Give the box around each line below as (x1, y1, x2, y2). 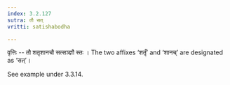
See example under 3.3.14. (7, 70, 83, 79)
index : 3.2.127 (7, 10, 52, 17)
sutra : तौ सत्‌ (7, 17, 43, 24)
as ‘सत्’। (7, 56, 32, 65)
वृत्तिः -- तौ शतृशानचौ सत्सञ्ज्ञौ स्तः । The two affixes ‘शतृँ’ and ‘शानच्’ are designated (7, 48, 223, 56)
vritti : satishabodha (7, 23, 71, 30)
